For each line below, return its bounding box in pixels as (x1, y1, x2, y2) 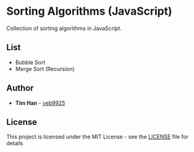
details (6, 140, 23, 147)
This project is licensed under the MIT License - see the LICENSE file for (6, 133, 188, 140)
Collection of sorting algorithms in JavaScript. (6, 25, 122, 32)
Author (6, 83, 34, 93)
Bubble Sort (15, 58, 46, 66)
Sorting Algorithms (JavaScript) (6, 4, 173, 18)
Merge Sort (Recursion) (15, 65, 75, 72)
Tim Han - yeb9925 (15, 99, 65, 107)
